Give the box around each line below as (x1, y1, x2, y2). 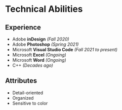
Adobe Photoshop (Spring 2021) (12, 41, 79, 47)
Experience (5, 23, 41, 32)
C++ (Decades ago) (12, 63, 53, 68)
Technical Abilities (5, 3, 83, 15)
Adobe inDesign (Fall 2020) (12, 36, 70, 42)
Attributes (5, 76, 37, 85)
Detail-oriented (12, 90, 43, 96)
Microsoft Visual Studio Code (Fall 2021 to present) (12, 47, 118, 52)
